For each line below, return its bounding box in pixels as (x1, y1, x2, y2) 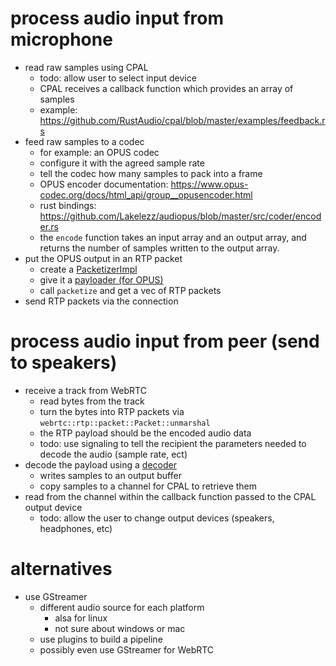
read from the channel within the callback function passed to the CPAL (24, 490, 317, 502)
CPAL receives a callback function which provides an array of (39, 82, 294, 94)
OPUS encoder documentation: (39, 178, 169, 190)
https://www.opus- (170, 178, 249, 190)
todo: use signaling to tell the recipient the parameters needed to (39, 437, 307, 449)
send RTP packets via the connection (24, 295, 179, 307)
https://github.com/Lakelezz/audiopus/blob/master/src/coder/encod (39, 210, 322, 222)
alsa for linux (54, 612, 108, 624)
